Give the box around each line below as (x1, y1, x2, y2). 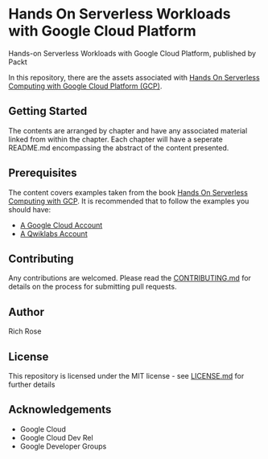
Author (8, 305, 44, 318)
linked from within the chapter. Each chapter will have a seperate (8, 134, 223, 144)
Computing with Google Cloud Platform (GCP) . (8, 81, 163, 91)
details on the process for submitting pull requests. (8, 282, 177, 292)
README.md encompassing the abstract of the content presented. (8, 142, 229, 153)
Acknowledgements (8, 403, 112, 416)
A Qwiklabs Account (19, 228, 88, 238)
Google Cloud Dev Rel (19, 432, 94, 442)
